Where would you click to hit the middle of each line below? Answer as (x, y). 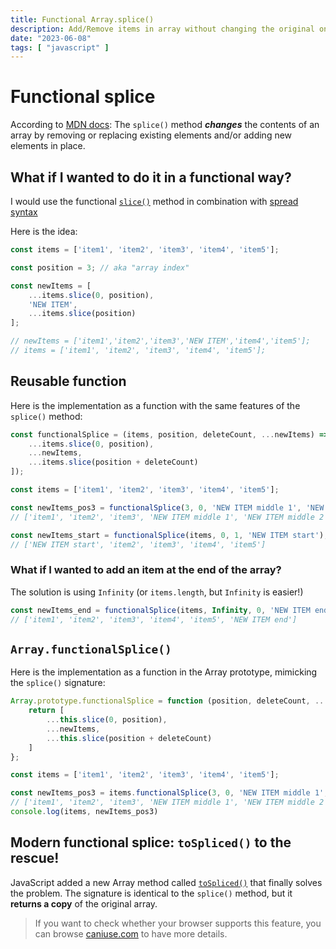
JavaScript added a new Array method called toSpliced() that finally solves (166, 882)
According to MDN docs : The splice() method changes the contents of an (165, 125)
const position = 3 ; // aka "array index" (100, 267)
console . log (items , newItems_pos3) (84, 812)
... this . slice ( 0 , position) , (107, 720)
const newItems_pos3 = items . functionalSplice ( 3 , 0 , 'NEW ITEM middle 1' (167, 793)
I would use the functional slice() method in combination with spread (154, 201)
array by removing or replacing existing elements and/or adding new (151, 135)
